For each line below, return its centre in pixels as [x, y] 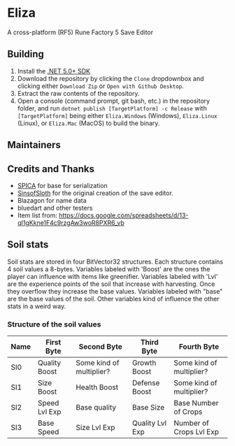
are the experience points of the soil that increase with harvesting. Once [111, 284]
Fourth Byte [199, 347]
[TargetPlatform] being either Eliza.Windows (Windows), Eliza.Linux [117, 115]
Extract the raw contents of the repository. [78, 93]
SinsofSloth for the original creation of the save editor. [95, 193]
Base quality [96, 408]
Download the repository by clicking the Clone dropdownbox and [111, 78]
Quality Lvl [149, 423]
